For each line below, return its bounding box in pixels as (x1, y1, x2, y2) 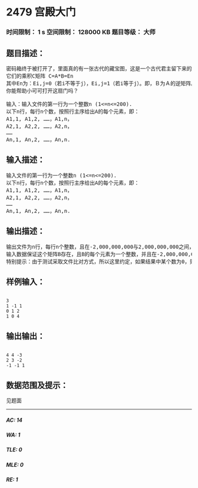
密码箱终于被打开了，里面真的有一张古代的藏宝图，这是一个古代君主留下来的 (6, 65, 192, 72)
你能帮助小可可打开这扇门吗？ (6, 87, 78, 94)
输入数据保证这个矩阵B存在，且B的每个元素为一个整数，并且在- (6, 251, 160, 257)
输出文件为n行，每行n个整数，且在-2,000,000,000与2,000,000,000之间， (6, 243, 194, 250)
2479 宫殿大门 (6, 5, 76, 19)
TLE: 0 (6, 446, 22, 453)
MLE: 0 (6, 461, 24, 468)
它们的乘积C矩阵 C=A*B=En (6, 72, 74, 79)
